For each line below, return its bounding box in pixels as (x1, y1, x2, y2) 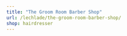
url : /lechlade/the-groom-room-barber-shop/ (6, 15, 122, 21)
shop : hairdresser (6, 20, 53, 26)
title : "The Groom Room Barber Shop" (6, 9, 103, 15)
